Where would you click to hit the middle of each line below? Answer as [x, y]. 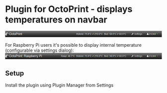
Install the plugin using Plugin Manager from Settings [59, 85]
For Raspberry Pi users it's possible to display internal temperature [73, 45]
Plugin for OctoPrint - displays [69, 9]
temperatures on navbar [56, 20]
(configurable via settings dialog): [40, 50]
